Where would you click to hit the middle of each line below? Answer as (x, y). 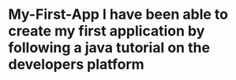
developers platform (76, 65)
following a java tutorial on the (109, 48)
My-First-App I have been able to (118, 15)
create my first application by (107, 31)
